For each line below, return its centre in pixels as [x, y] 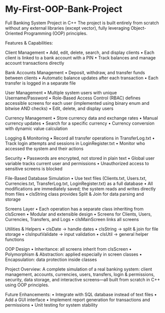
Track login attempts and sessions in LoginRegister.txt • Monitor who [75, 143]
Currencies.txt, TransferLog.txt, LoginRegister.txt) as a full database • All [79, 183]
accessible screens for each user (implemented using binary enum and [77, 103]
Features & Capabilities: [29, 43]
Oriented [14, 33]
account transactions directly [35, 63]
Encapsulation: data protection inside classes [51, 259]
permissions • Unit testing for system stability [51, 305]
